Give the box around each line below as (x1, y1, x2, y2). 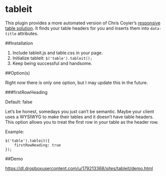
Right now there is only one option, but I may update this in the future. (5, 80, 148, 86)
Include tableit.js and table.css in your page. (12, 50, 103, 56)
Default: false (5, 98, 33, 105)
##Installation (5, 40, 33, 46)
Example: (5, 128, 24, 135)
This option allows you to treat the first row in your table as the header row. (5, 119, 159, 125)
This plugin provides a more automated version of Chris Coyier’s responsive (5, 20, 161, 26)
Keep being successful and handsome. (12, 60, 92, 66)
